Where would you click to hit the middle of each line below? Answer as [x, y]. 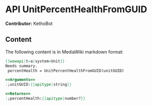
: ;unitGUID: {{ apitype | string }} [39, 85]
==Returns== [18, 94]
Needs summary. [21, 66]
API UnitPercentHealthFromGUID [76, 9]
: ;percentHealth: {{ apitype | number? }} [45, 98]
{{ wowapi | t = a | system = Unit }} [35, 61]
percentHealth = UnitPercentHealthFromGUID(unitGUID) [66, 71]
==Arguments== [20, 80]
